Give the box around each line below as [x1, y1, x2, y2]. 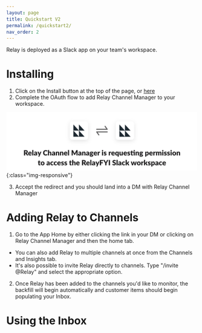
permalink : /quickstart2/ [6, 22, 71, 28]
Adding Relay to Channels [6, 210, 139, 224]
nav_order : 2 [6, 29, 39, 35]
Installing [6, 67, 54, 81]
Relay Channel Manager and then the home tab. [15, 237, 134, 244]
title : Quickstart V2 [6, 16, 61, 22]
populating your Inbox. [15, 293, 71, 300]
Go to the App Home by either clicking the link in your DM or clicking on [15, 230, 194, 238]
